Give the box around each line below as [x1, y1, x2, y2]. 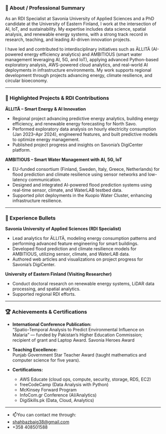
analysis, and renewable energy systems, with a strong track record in [5, 32, 148, 38]
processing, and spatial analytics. [12, 286, 81, 292]
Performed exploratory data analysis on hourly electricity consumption [12, 126, 157, 132]
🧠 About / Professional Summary [5, 4, 85, 11]
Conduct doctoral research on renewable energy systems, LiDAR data [12, 280, 155, 286]
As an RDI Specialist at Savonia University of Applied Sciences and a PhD [5, 16, 155, 22]
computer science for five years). [12, 357, 81, 363]
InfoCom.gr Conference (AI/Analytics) [19, 392, 97, 398]
